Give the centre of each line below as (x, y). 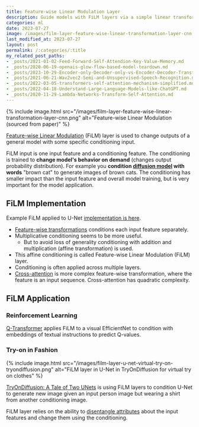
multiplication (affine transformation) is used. (78, 248)
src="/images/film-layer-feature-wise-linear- (117, 111)
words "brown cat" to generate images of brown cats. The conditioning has (98, 172)
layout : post (22, 45)
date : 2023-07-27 (28, 28)
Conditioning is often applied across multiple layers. (78, 267)
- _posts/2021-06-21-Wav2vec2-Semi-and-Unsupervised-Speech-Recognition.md (102, 78)
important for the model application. (50, 185)
